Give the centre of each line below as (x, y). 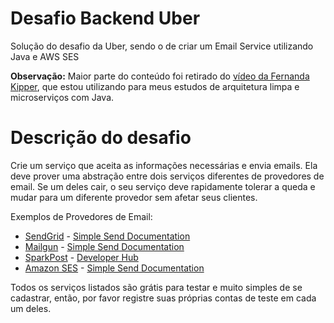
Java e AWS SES (45, 56)
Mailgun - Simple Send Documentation (104, 246)
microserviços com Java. (62, 97)
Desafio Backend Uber (105, 18)
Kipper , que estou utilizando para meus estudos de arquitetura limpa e (155, 86)
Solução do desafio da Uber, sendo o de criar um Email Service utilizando (162, 46)
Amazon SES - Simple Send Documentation (114, 268)
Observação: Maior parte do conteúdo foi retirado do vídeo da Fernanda (160, 76)
